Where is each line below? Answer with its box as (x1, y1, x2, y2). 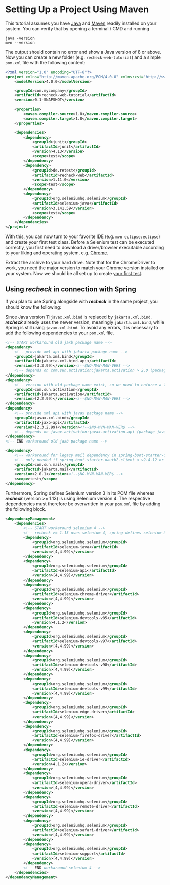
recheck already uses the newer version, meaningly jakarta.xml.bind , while (5, 319, 164, 325)
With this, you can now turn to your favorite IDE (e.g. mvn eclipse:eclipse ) (5, 233, 160, 240)
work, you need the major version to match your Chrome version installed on (5, 265, 165, 271)
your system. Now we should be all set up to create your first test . (5, 270, 143, 277)
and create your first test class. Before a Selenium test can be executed (5, 239, 154, 245)
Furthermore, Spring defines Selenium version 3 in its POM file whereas (5, 490, 155, 496)
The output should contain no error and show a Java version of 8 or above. (5, 49, 162, 55)
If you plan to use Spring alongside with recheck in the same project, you (5, 298, 158, 304)
